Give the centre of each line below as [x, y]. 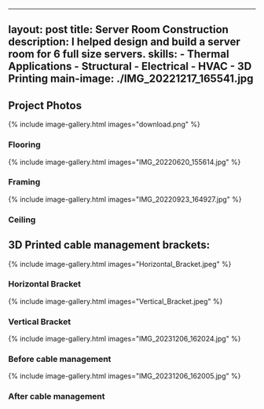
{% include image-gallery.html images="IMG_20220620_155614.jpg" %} [125, 162]
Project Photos [45, 106]
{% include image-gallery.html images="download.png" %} [104, 124]
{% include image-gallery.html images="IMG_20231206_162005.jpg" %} [125, 376]
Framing [24, 182]
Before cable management [60, 360]
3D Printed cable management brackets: [109, 245]
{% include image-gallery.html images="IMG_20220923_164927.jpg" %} [125, 199]
